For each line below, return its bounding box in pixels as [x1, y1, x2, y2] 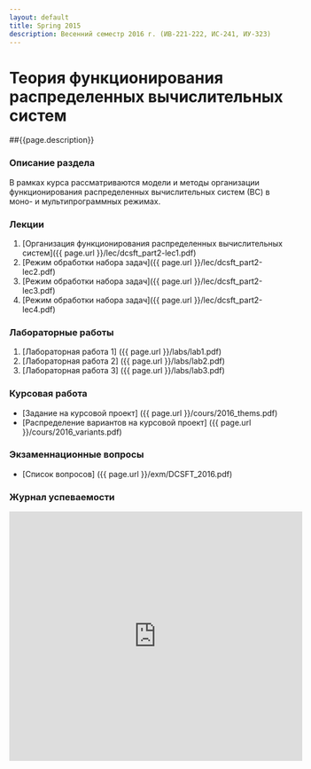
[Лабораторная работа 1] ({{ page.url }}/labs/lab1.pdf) [21, 347, 222, 357]
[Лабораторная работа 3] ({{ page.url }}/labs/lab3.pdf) [21, 365, 226, 376]
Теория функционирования [9, 67, 224, 88]
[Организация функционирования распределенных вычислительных [21, 238, 284, 248]
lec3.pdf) [21, 285, 56, 295]
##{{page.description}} [9, 135, 95, 145]
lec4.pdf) [21, 303, 56, 315]
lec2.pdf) [21, 266, 56, 277]
